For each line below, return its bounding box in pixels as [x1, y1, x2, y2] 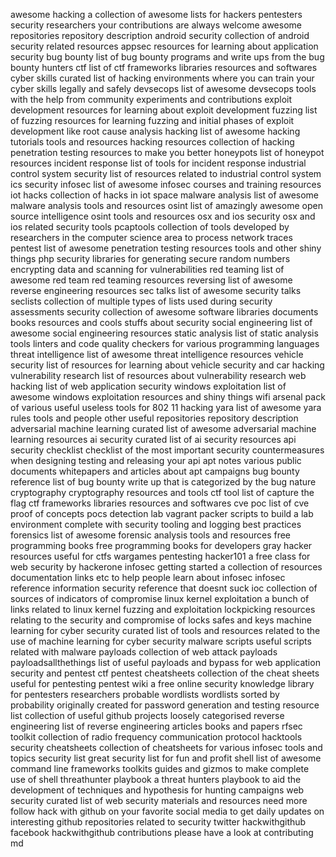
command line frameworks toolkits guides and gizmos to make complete [10, 763, 310, 774]
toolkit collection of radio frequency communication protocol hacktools [10, 731, 303, 743]
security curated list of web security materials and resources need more [10, 795, 308, 806]
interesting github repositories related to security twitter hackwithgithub [10, 816, 307, 828]
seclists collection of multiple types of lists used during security [10, 295, 273, 307]
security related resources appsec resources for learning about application [10, 40, 319, 52]
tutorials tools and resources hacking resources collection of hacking [10, 136, 295, 148]
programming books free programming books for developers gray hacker [10, 540, 313, 551]
